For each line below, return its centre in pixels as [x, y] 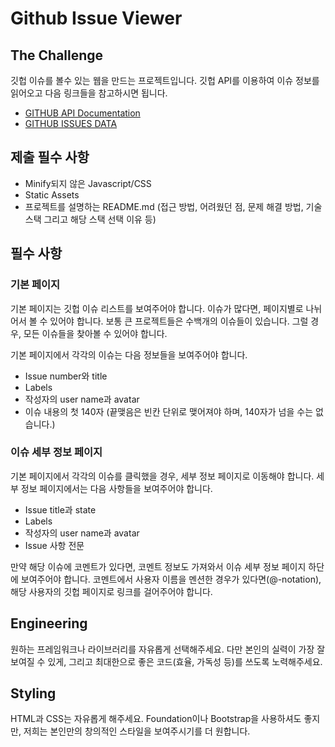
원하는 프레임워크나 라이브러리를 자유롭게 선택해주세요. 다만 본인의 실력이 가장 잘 [168, 649]
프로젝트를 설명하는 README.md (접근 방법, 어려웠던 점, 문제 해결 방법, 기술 [173, 206]
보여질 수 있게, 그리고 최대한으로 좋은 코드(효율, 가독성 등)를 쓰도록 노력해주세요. [166, 661]
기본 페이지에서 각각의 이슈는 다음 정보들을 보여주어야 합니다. [129, 354]
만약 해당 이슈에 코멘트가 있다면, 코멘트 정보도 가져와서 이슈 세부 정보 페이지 [158, 566]
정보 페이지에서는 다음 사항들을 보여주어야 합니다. [116, 488]
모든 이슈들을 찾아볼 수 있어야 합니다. [95, 333]
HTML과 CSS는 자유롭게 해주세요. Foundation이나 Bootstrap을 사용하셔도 [156, 719]
